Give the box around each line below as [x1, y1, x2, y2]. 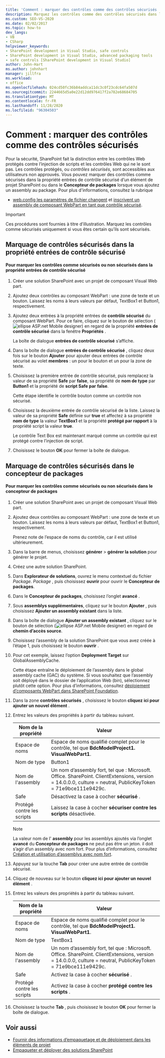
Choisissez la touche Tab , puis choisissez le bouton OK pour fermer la [12, 1004, 156, 1010]
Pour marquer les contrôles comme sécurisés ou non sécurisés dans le [5, 483, 153, 489]
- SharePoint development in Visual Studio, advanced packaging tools [5, 53, 153, 58]
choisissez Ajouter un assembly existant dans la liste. [12, 608, 123, 614]
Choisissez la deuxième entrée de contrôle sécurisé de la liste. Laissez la [12, 407, 160, 413]
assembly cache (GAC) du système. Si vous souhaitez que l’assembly [12, 672, 153, 678]
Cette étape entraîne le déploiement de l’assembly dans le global [12, 667, 143, 673]
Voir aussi [5, 1024, 37, 1032]
